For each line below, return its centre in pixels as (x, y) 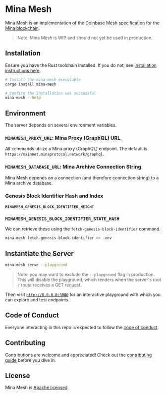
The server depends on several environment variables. (61, 125)
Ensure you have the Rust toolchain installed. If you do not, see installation (81, 65)
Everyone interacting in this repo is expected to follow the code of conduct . (82, 327)
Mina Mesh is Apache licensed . (37, 388)
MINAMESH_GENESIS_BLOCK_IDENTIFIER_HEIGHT (50, 207)
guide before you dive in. (30, 360)
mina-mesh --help (23, 98)
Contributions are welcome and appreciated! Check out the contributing (79, 355)
